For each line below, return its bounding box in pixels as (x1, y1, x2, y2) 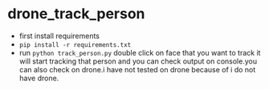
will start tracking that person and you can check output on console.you (18, 56, 258, 66)
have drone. (18, 73, 59, 83)
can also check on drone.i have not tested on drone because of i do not (18, 64, 256, 74)
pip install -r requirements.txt (18, 41, 132, 48)
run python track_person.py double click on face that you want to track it (18, 48, 261, 57)
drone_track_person (7, 5, 145, 23)
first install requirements (18, 31, 100, 41)
